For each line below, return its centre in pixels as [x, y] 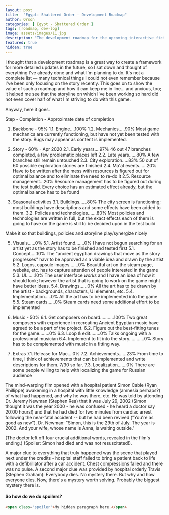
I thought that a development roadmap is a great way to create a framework [83, 62]
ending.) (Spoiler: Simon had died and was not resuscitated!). [69, 443]
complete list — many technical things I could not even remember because [82, 78]
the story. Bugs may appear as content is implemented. [70, 139]
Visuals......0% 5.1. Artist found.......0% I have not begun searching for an [87, 243]
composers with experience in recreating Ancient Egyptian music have [86, 322]
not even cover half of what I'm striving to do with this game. [68, 99]
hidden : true [19, 47]
